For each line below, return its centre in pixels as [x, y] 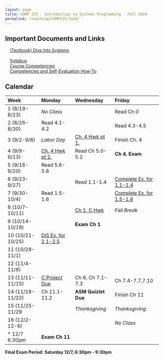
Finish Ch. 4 [128, 140]
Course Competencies [32, 66]
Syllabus [18, 61]
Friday [122, 100]
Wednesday [89, 100]
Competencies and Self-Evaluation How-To [53, 71]
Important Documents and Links [55, 38]
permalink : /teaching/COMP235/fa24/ [42, 19]
